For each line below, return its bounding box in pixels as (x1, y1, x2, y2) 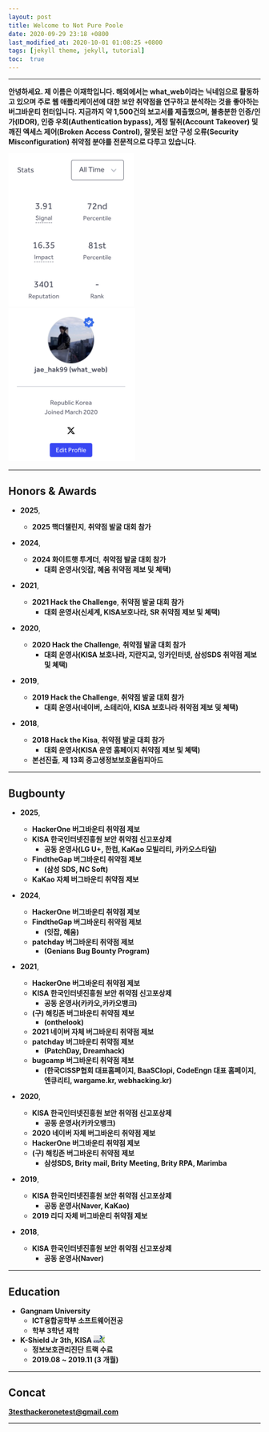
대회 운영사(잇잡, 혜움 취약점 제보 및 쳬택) (43, 565, 172, 574)
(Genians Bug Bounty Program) (43, 947, 151, 956)
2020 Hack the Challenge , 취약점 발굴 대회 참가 (31, 640, 187, 650)
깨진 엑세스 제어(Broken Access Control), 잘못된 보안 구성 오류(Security (8, 127, 239, 136)
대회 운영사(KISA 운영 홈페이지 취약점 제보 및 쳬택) (43, 745, 201, 755)
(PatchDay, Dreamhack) (43, 1046, 126, 1056)
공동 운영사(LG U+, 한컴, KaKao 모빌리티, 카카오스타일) (43, 845, 218, 854)
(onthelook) (43, 1017, 84, 1027)
